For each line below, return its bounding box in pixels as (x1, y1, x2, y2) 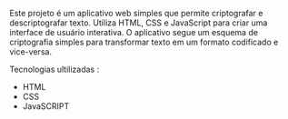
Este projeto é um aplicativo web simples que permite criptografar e (9, 8, 263, 18)
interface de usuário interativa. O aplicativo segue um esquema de (9, 27, 259, 37)
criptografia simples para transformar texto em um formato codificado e (9, 36, 279, 47)
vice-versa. (9, 46, 53, 57)
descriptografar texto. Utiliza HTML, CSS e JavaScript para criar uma (9, 17, 268, 28)
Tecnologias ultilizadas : (9, 64, 100, 74)
